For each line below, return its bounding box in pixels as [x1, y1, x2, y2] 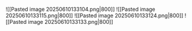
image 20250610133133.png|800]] [28, 18, 113, 25]
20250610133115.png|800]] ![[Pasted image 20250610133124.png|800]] [5, 12, 184, 19]
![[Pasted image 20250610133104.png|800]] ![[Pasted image [5, 6, 155, 13]
